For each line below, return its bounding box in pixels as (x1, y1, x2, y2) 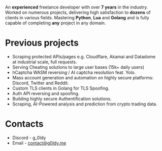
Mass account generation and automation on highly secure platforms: (12, 74, 154, 81)
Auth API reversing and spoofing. (12, 90, 80, 96)
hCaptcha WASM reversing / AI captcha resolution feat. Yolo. (12, 69, 136, 75)
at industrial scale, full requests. (12, 59, 77, 65)
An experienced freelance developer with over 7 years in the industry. (5, 4, 148, 10)
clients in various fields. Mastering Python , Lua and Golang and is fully (5, 15, 149, 20)
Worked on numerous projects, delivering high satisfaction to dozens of (5, 9, 151, 15)
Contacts (5, 118, 44, 130)
